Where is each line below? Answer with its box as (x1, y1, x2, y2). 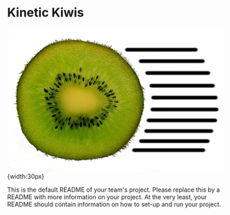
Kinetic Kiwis (7, 5, 84, 21)
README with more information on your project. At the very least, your (7, 192, 207, 201)
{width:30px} (7, 172, 45, 180)
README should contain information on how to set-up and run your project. (7, 200, 222, 208)
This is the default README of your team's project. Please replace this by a (7, 185, 220, 194)
